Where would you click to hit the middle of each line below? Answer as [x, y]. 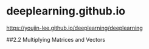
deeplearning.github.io [66, 11]
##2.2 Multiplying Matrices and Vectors [56, 39]
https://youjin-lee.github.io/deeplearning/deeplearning [74, 28]
